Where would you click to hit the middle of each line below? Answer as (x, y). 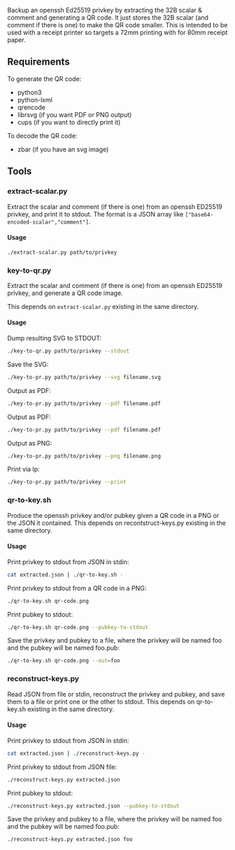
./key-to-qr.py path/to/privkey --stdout (69, 351)
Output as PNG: (30, 443)
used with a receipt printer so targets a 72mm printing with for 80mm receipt (117, 32)
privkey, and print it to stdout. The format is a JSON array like (95, 214)
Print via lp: (23, 469)
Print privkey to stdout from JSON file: (62, 767)
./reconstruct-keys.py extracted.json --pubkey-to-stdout (93, 806)
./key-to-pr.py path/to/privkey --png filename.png (84, 456)
